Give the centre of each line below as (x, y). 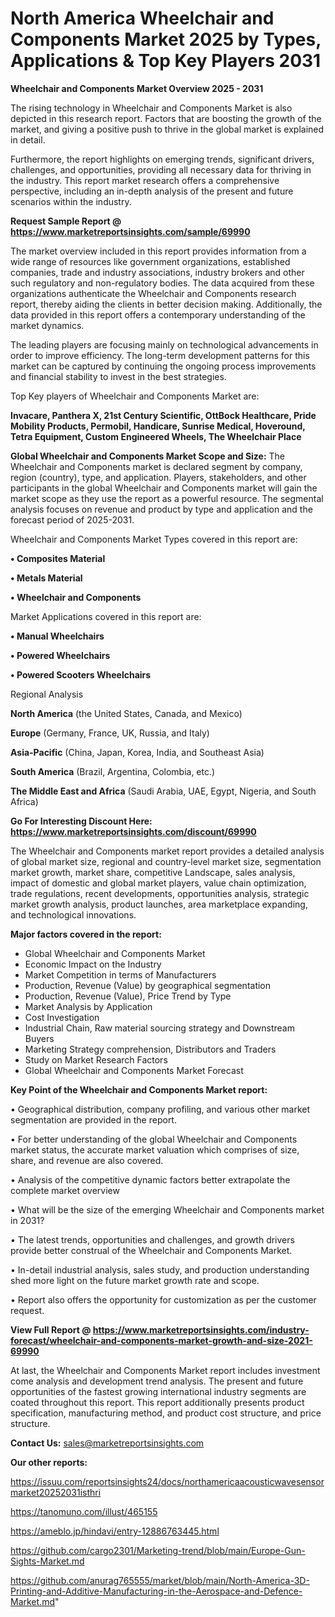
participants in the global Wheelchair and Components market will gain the (164, 488)
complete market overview (65, 1190)
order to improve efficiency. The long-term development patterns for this (160, 355)
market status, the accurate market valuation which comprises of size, (155, 1149)
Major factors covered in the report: (86, 934)
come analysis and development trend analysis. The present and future (157, 1381)
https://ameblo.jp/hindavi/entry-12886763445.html (115, 1531)
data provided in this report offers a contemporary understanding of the (158, 314)
